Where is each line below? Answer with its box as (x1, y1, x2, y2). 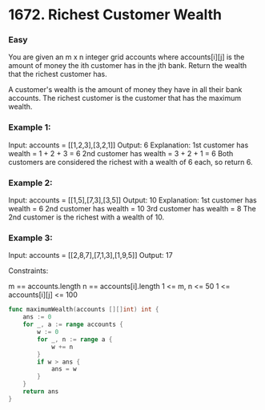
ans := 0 (22, 313, 52, 321)
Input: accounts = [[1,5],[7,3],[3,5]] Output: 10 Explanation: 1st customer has (8, 195, 258, 205)
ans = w (50, 365, 78, 373)
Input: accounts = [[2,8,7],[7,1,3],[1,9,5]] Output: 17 (8, 251, 174, 260)
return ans (22, 388, 59, 396)
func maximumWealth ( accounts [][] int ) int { (8, 306, 159, 314)
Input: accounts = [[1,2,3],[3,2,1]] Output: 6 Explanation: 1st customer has (8, 140, 249, 150)
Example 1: (8, 122, 51, 133)
